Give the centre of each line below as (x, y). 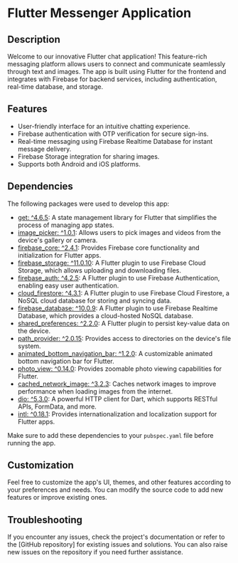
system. (29, 346)
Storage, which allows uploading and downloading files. (99, 270)
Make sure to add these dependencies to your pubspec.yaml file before (110, 435)
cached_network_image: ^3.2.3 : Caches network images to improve (117, 384)
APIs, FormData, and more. (57, 406)
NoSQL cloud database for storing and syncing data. (94, 300)
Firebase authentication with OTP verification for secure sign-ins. (113, 134)
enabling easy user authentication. (68, 285)
